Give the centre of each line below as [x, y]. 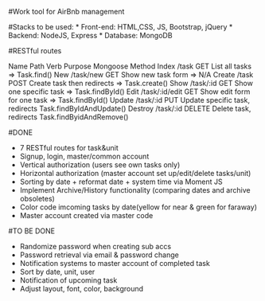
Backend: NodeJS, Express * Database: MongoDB [90, 35]
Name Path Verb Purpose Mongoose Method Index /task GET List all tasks [130, 66]
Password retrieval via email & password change [99, 255]
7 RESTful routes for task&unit [69, 148]
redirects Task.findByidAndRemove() [68, 117]
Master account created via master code [86, 215]
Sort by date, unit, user [57, 272]
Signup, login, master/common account [84, 156]
